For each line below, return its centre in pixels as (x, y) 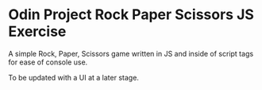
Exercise (37, 31)
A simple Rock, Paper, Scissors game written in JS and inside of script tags (131, 53)
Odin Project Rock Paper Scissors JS (131, 15)
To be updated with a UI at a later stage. (73, 77)
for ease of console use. (48, 62)
